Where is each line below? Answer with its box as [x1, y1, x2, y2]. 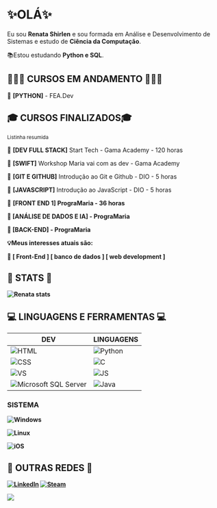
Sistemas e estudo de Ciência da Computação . [7, 37, 142, 45]
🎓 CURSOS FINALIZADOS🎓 [7, 112, 132, 124]
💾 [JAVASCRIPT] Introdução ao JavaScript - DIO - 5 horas [7, 186, 172, 194]
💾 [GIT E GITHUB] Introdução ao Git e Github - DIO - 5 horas [7, 172, 177, 181]
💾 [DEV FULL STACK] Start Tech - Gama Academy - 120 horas [7, 146, 183, 154]
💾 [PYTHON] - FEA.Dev [7, 91, 74, 99]
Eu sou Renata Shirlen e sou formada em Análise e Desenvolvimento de [7, 29, 211, 38]
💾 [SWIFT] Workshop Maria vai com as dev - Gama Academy [7, 159, 180, 167]
